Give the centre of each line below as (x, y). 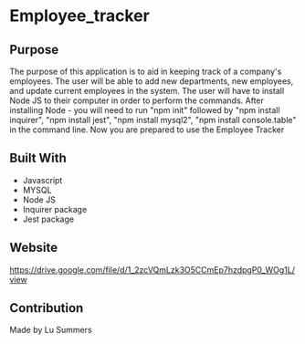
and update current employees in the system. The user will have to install (147, 91)
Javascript (42, 180)
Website (33, 248)
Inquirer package (55, 209)
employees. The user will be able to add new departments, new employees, (152, 81)
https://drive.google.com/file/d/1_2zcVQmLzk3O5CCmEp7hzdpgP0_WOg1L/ (152, 269)
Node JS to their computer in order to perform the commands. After (137, 100)
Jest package (48, 219)
